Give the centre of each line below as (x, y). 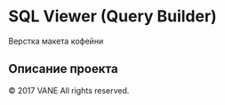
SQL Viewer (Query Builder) (112, 16)
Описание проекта (63, 69)
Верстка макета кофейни (56, 41)
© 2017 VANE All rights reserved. (69, 90)
